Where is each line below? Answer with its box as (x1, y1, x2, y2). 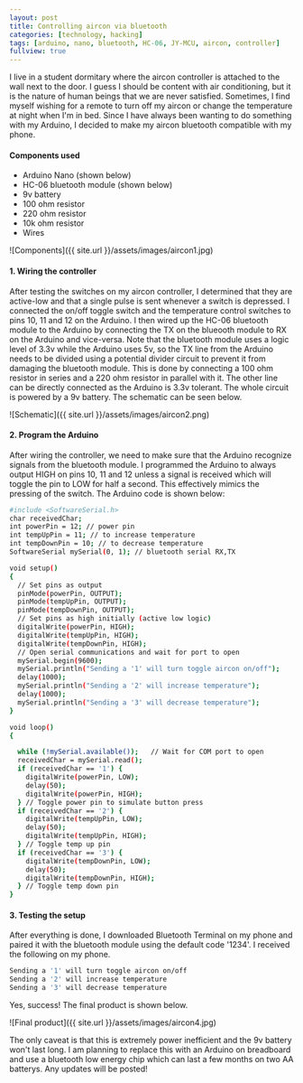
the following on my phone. (9, 949, 111, 960)
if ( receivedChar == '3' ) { (17, 848, 124, 857)
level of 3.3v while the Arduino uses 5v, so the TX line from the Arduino (9, 343, 273, 354)
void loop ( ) (9, 723, 54, 732)
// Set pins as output (17, 580, 103, 590)
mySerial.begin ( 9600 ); (17, 656, 103, 665)
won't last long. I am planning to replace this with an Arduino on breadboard (9, 1044, 291, 1055)
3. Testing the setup (9, 910, 86, 920)
